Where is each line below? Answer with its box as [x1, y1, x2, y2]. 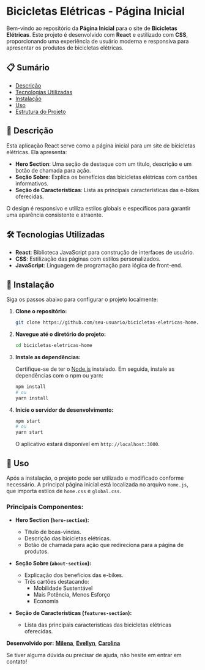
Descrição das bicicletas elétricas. [24, 535, 111, 542]
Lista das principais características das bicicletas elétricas [24, 621, 172, 628]
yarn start [15, 430, 43, 436]
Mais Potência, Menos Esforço [33, 591, 111, 598]
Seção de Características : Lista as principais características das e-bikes [15, 186, 199, 193]
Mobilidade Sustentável [33, 584, 93, 592]
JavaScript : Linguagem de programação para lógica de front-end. [15, 262, 182, 269]
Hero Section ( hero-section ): [15, 516, 90, 524]
